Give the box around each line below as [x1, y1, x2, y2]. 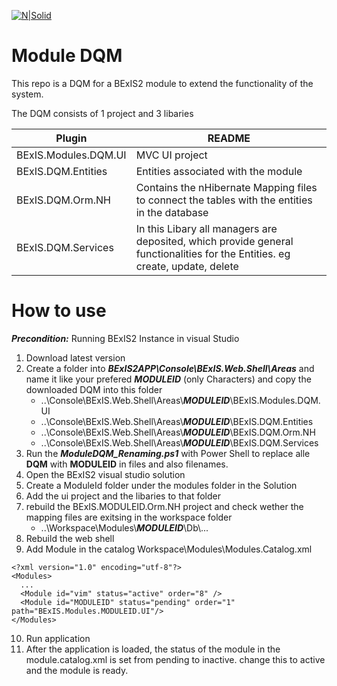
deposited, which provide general [135, 234, 294, 248]
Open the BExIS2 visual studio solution [25, 468, 186, 480]
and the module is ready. [25, 664, 129, 676]
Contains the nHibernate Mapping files [135, 180, 318, 194]
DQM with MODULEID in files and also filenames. [25, 458, 229, 470]
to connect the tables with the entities [135, 193, 313, 207]
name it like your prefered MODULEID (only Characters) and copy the [25, 373, 312, 385]
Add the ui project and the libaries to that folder [25, 490, 221, 502]
